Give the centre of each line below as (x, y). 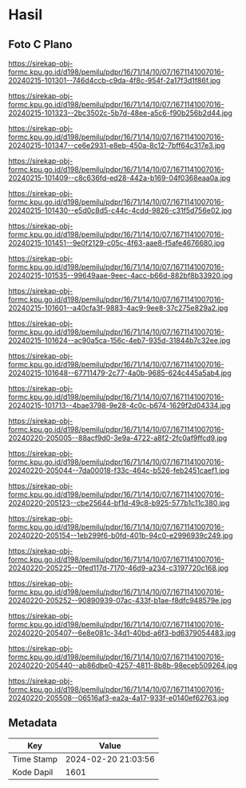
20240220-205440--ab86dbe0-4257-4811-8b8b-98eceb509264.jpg (123, 665)
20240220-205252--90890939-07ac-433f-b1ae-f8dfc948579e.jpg (120, 600)
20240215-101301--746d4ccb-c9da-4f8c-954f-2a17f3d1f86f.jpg (115, 80)
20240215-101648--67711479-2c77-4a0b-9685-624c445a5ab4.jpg (120, 373)
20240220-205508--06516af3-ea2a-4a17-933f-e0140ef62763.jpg (119, 698)
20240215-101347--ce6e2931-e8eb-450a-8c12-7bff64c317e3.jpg (117, 145)
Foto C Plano (40, 44)
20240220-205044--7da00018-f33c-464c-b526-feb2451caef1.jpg (119, 470)
